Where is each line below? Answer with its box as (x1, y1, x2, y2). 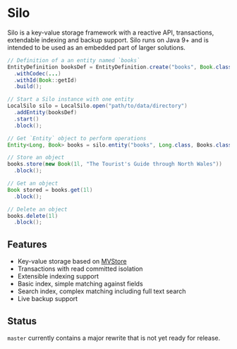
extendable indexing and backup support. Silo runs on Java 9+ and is (7, 35, 209, 44)
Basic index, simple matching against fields (17, 280, 143, 288)
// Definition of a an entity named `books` (7, 56, 140, 64)
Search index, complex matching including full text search (17, 287, 186, 295)
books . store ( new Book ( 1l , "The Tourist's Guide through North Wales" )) (7, 161, 222, 168)
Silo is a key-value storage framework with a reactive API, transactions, (7, 28, 214, 37)
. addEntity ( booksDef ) (13, 109, 78, 116)
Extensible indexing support (17, 272, 99, 281)
